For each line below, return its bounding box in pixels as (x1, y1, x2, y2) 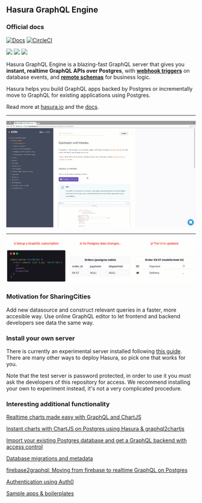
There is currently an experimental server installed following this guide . (6, 348, 182, 355)
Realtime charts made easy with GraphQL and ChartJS (6, 413, 142, 421)
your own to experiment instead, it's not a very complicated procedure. (6, 385, 182, 392)
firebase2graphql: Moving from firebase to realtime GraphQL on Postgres (6, 466, 188, 474)
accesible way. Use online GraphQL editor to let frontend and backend (6, 312, 180, 319)
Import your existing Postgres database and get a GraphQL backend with (6, 437, 187, 444)
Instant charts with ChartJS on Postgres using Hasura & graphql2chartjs (6, 425, 185, 433)
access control (6, 443, 43, 451)
